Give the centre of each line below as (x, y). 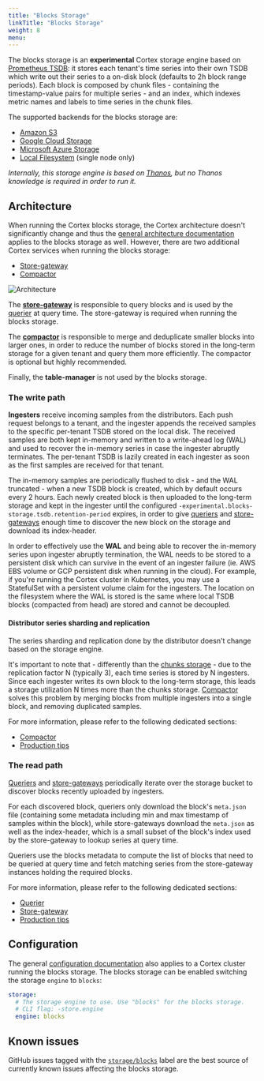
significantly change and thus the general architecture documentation (121, 234)
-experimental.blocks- (216, 506)
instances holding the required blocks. (70, 872)
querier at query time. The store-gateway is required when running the (123, 313)
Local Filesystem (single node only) (77, 158)
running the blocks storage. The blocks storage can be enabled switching (128, 971)
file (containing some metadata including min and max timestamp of (118, 815)
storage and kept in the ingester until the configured (93, 505)
